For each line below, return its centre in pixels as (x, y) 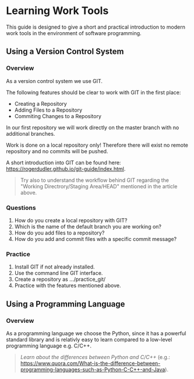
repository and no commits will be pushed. (57, 151)
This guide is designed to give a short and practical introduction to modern (96, 27)
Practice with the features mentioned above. (68, 285)
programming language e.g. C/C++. (49, 346)
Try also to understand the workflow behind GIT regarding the (94, 180)
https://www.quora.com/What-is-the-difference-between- (90, 363)
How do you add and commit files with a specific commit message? (95, 239)
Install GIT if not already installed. (54, 267)
